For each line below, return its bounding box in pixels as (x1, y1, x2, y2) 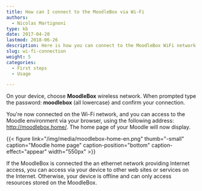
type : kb (6, 25, 28, 32)
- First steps (11, 65, 47, 71)
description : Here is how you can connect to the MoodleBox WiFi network (6, 43, 197, 49)
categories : (6, 59, 36, 65)
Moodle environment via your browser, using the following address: (6, 117, 174, 125)
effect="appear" (6, 148, 47, 155)
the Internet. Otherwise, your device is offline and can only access (6, 173, 172, 180)
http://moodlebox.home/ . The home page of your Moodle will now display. (6, 123, 191, 131)
